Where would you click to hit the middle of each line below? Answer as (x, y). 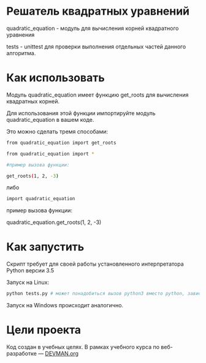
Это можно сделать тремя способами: (57, 131)
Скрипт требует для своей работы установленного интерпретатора (95, 264)
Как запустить (45, 247)
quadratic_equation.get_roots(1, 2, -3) (54, 222)
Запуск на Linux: (28, 282)
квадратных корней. (33, 101)
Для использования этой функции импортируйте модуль (81, 113)
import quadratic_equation (41, 199)
